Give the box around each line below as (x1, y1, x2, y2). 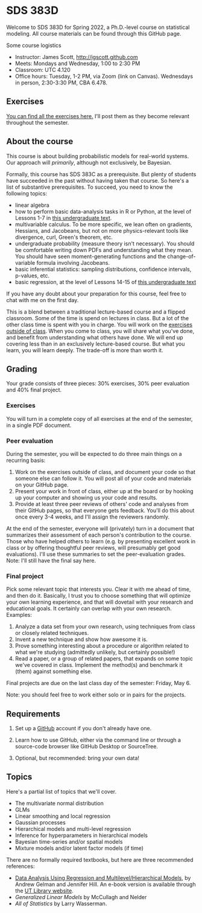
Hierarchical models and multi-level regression (14, 825, 131, 832)
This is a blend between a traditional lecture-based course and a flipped (6, 308, 186, 315)
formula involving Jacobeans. (36, 259, 110, 266)
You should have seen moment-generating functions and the (14, 253, 166, 260)
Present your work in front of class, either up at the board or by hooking (14, 487, 194, 494)
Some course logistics (6, 42, 62, 49)
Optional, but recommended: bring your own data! (14, 754, 140, 762)
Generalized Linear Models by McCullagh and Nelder (14, 893, 147, 900)
